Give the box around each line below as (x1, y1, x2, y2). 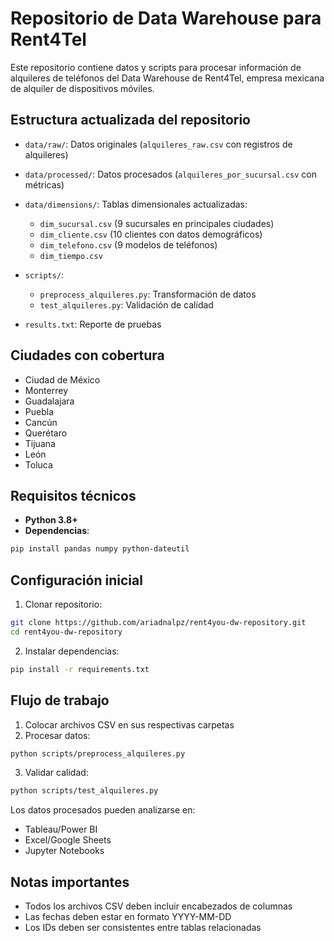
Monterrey (24, 384, 68, 396)
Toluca (24, 458, 53, 471)
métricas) (24, 178, 65, 191)
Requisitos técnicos (10, 487, 137, 504)
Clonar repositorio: (24, 598, 103, 611)
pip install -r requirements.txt (10, 664, 150, 674)
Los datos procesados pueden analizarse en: (10, 804, 196, 816)
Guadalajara (24, 395, 75, 407)
